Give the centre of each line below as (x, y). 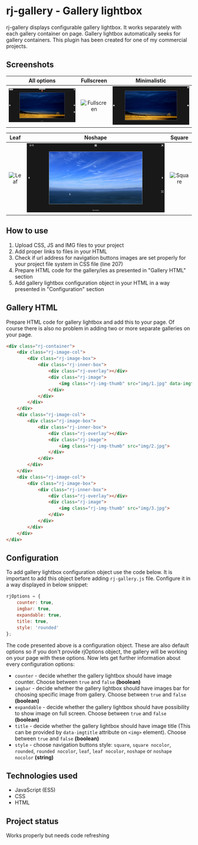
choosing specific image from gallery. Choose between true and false (100, 694)
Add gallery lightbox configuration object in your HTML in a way (92, 283)
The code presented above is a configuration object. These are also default (98, 645)
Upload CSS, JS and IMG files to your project (69, 245)
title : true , (33, 621)
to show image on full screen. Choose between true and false (90, 713)
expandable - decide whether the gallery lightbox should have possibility (102, 707)
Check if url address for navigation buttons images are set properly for (100, 257)
